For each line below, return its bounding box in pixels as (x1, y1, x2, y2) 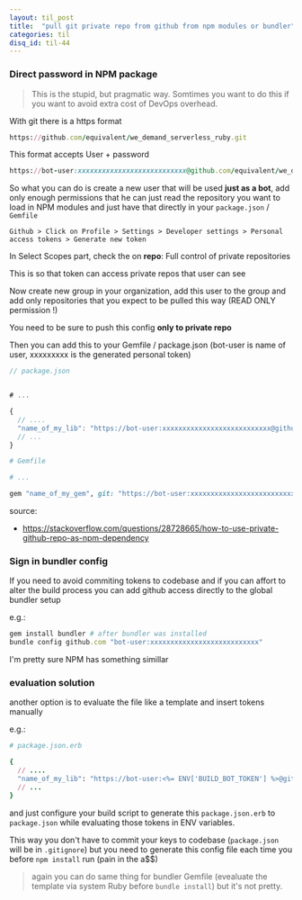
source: (9, 506, 38, 517)
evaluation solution (9, 677, 95, 689)
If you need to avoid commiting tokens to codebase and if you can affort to (9, 575, 286, 586)
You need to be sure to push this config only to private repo (9, 322, 232, 333)
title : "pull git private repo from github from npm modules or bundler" (9, 22, 296, 31)
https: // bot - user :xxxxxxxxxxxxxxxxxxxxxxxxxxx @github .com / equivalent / (9, 166, 280, 175)
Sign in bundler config (9, 554, 109, 567)
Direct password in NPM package (9, 68, 158, 81)
